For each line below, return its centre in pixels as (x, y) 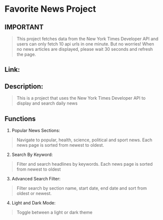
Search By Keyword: (32, 154)
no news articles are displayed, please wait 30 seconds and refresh (85, 49)
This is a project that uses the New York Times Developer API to (81, 98)
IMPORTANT (24, 27)
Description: (24, 86)
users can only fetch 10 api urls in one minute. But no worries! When (85, 44)
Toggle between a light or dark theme (54, 212)
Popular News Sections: (36, 131)
